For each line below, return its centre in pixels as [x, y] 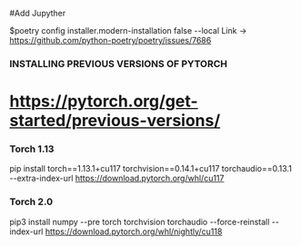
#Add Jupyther [38, 13]
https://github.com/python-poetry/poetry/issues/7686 [110, 40]
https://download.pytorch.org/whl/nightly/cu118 [134, 231]
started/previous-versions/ [115, 121]
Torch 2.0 [31, 202]
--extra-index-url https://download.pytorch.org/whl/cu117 [117, 178]
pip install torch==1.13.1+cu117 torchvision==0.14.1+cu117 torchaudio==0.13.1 [151, 169]
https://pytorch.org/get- [104, 101]
